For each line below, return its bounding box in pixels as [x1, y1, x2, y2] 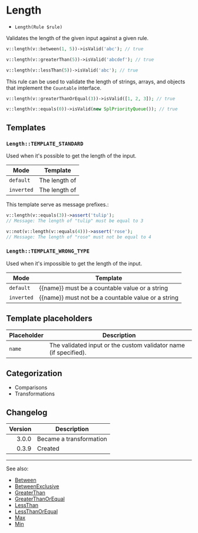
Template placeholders [6, 313, 93, 323]
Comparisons [14, 384, 48, 391]
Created [37, 444, 60, 453]
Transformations [14, 390, 55, 397]
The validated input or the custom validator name [49, 341, 186, 349]
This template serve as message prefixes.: [6, 201, 109, 208]
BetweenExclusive [14, 483, 60, 490]
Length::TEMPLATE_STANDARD [6, 140, 84, 147]
